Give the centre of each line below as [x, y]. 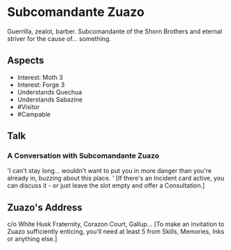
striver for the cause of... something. [59, 38]
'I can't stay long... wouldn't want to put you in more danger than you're [109, 171]
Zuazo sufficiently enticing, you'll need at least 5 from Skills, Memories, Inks [116, 232]
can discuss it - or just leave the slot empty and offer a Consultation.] [106, 185]
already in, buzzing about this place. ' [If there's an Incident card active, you [116, 178]
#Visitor [28, 107]
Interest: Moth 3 [40, 77]
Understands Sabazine [50, 99]
